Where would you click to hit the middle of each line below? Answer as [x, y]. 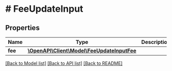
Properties [23, 28]
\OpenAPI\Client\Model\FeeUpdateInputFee [82, 51]
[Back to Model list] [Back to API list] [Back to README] [64, 63]
